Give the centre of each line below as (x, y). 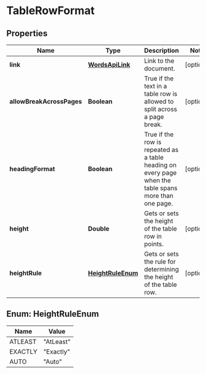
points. (154, 244)
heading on (160, 165)
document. (159, 68)
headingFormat (32, 169)
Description (161, 51)
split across (161, 109)
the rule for (160, 261)
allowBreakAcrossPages (46, 101)
